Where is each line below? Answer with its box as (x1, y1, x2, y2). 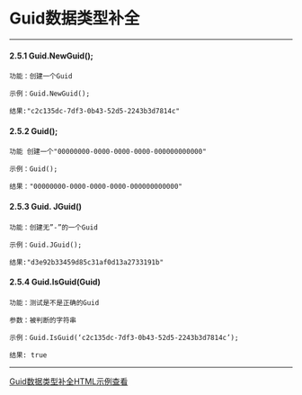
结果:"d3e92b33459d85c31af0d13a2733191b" (9, 257, 164, 266)
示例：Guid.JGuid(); (9, 240, 83, 249)
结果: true (9, 350, 48, 360)
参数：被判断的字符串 (9, 316, 76, 325)
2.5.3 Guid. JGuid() (9, 201, 83, 211)
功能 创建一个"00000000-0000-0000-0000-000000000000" (9, 148, 207, 157)
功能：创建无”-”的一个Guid (9, 222, 99, 232)
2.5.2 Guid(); (9, 125, 58, 136)
